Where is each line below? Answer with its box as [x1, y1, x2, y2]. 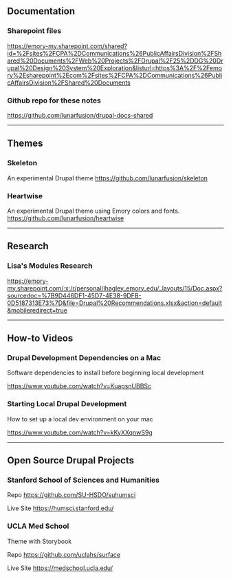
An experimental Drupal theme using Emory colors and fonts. [7, 207, 180, 215]
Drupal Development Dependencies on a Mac [7, 352, 162, 362]
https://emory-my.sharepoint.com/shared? [7, 41, 128, 50]
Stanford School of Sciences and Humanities [7, 475, 160, 485]
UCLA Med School [7, 521, 69, 531]
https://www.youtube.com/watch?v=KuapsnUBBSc [7, 382, 152, 390]
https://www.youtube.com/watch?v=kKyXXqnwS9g [7, 428, 153, 436]
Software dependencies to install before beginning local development [7, 368, 204, 377]
